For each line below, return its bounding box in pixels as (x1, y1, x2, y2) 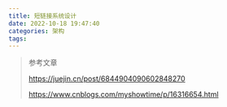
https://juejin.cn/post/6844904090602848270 (28, 74, 186, 83)
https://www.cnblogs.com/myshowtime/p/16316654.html (28, 90, 219, 100)
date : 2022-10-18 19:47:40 (8, 19, 100, 28)
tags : (8, 34, 27, 43)
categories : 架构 (8, 27, 65, 35)
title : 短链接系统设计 (8, 11, 77, 20)
